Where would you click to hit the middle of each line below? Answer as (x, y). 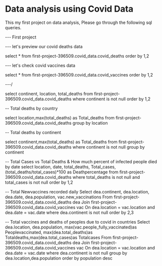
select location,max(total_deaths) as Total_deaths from (60, 117)
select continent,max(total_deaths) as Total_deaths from (61, 142)
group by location (90, 123)
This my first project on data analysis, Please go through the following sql (79, 22)
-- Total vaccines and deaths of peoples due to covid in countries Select (77, 222)
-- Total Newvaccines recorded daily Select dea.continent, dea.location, (77, 191)
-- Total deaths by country (31, 108)
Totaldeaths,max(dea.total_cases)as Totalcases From (58, 237)
